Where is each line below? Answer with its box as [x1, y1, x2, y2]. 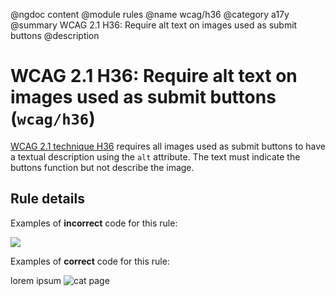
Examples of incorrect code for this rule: [10, 217, 178, 229]
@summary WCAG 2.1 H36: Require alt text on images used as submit [10, 19, 298, 31]
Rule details [10, 190, 85, 208]
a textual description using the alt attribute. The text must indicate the [10, 150, 301, 163]
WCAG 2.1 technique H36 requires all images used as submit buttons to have [10, 140, 326, 152]
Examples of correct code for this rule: [10, 255, 170, 267]
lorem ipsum [10, 274, 62, 286]
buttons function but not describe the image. [10, 161, 195, 173]
